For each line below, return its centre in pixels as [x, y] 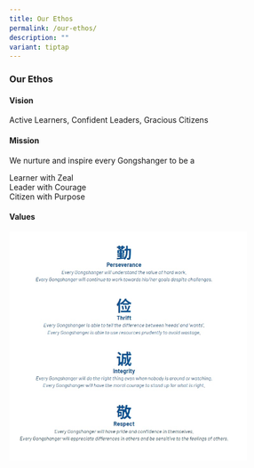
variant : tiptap [39, 47]
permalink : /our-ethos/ [53, 28]
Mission [24, 140]
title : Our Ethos [41, 19]
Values [22, 217]
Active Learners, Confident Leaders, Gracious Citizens [109, 120]
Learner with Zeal [41, 177]
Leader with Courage [48, 187]
